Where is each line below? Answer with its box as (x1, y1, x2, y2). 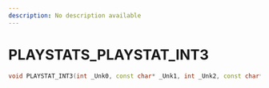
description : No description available (8, 11, 142, 20)
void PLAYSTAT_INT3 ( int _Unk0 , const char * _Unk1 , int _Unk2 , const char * (8, 72, 263, 80)
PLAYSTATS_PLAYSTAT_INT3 (8, 45, 210, 63)
